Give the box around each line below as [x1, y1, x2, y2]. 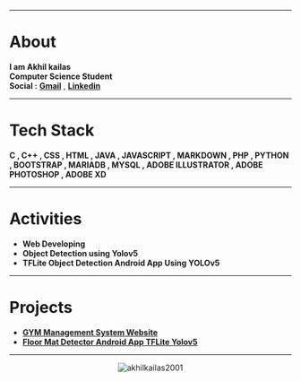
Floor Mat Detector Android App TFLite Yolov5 [21, 336, 198, 347]
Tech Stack [9, 120, 95, 141]
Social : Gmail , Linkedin [9, 80, 101, 91]
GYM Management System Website [21, 326, 159, 337]
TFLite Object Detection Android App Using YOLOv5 [21, 257, 220, 268]
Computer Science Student [9, 71, 113, 82]
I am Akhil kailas [9, 61, 72, 72]
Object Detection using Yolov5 [21, 247, 139, 258]
